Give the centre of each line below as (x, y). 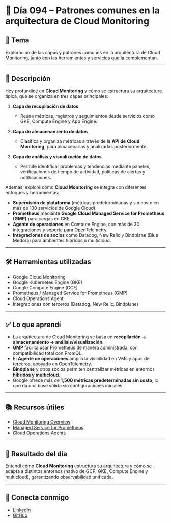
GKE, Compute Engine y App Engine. (59, 121)
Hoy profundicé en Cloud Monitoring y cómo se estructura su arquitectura (84, 91)
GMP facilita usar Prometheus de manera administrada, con (75, 348)
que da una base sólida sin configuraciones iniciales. (68, 386)
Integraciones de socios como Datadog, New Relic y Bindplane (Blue (85, 235)
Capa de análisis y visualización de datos (57, 156)
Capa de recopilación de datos (46, 106)
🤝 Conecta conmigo (37, 498)
